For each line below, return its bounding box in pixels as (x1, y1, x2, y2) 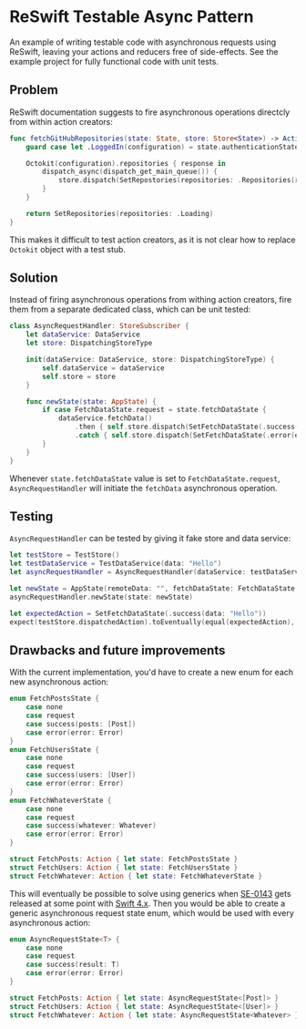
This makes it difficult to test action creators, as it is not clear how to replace (9, 234, 296, 245)
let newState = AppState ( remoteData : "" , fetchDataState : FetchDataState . (9, 584, 300, 593)
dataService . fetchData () (57, 414, 153, 423)
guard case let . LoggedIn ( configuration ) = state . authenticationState (25, 142, 300, 151)
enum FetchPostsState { (9, 695, 100, 704)
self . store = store (42, 372, 117, 381)
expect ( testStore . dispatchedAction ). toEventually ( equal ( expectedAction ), (9, 617, 296, 626)
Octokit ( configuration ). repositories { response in (25, 159, 226, 168)
